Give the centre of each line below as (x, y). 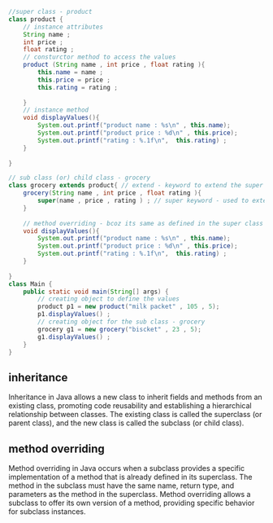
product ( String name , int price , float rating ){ (114, 65)
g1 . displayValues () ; (74, 337)
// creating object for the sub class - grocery (121, 322)
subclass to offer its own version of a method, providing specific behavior (132, 503)
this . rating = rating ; (78, 87)
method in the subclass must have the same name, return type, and (121, 486)
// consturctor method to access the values (100, 57)
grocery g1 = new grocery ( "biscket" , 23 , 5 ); (119, 329)
